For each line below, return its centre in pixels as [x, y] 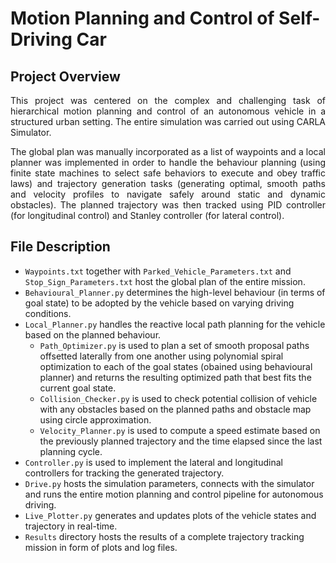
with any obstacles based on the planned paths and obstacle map [175, 409]
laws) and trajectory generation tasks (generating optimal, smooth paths [168, 183]
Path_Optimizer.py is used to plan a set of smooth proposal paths [174, 345]
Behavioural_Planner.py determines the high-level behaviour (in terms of [175, 292]
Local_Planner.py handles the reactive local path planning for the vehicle [175, 324]
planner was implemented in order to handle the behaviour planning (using [168, 162]
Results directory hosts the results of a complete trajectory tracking [164, 536]
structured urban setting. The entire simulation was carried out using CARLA [168, 121]
